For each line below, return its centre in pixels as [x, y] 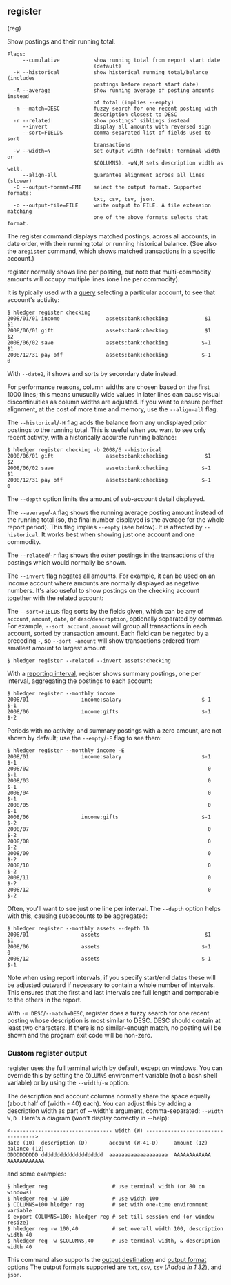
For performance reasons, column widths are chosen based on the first [109, 387]
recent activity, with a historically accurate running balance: [92, 437]
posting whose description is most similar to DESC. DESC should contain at [114, 1020]
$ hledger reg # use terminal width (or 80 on [106, 1187]
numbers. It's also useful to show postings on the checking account [103, 590]
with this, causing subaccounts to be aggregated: [78, 916]
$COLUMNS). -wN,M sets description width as [159, 163]
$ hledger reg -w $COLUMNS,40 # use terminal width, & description [114, 1241]
